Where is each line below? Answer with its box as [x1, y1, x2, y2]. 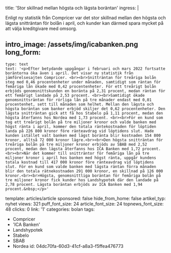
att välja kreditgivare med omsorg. [5, 25, 78, 32]
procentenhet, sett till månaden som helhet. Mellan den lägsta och [5, 102, 154, 107]
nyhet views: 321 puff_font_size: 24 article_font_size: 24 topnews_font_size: [5, 201, 164, 207]
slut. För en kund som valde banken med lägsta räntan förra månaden [5, 164, 157, 169]
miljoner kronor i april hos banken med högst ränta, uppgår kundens [5, 155, 157, 160]
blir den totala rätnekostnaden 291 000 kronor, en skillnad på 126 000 [5, 168, 163, 174]
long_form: [5, 48, 41, 57]
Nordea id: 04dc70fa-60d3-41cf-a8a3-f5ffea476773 [12, 243, 124, 249]
